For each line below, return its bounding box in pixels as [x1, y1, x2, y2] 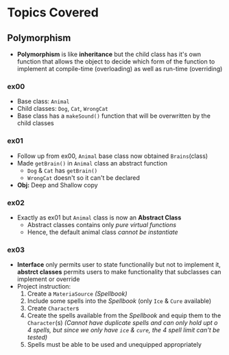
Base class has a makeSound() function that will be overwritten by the [16, 111, 211, 120]
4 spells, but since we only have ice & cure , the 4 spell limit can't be [27, 326, 221, 334]
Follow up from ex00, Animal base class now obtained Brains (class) [16, 152, 208, 160]
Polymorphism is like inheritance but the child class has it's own [16, 50, 202, 58]
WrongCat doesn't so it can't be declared [27, 173, 141, 182]
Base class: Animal [16, 97, 70, 105]
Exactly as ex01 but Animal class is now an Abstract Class [16, 213, 182, 222]
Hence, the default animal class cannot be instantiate [27, 228, 178, 236]
